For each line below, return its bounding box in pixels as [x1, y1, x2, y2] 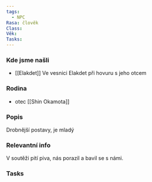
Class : [6, 25, 23, 32]
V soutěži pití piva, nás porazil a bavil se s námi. [6, 155, 123, 162]
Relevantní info [6, 141, 51, 149]
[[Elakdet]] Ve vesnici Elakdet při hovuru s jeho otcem [14, 70, 147, 77]
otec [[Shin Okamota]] [14, 98, 70, 105]
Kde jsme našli [6, 56, 49, 64]
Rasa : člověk [6, 20, 39, 26]
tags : [6, 8, 20, 15]
